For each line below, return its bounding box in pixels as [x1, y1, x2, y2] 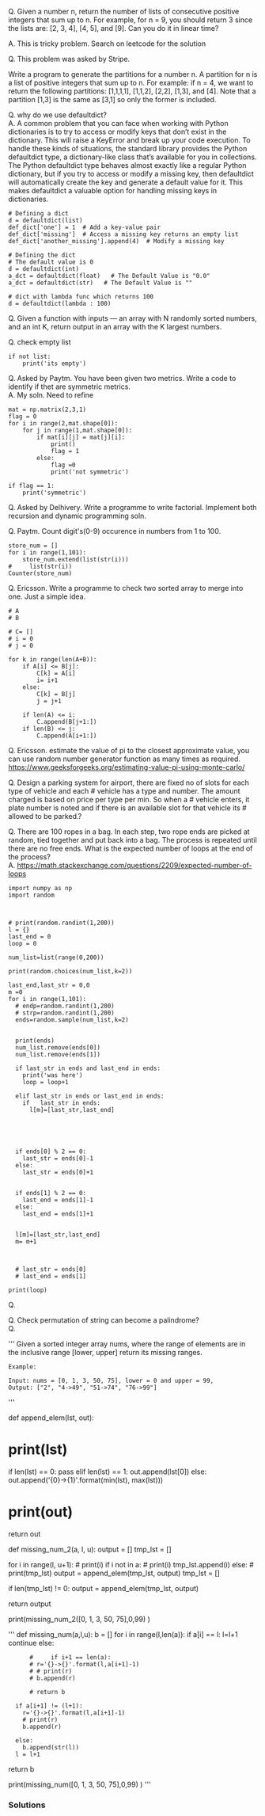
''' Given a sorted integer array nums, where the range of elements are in [8, 1339, 246, 1349]
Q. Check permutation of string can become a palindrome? [8, 1315, 199, 1325]
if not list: [8, 352, 51, 360]
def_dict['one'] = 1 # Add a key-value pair [8, 223, 161, 231]
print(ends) [15, 1037, 55, 1045]
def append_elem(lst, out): [8, 1413, 95, 1422]
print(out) [8, 1503, 74, 1521]
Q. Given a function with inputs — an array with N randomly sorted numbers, [8, 314, 257, 323]
